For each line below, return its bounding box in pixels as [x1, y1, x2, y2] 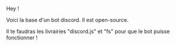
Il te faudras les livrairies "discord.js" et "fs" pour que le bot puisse [6, 28, 170, 35]
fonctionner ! [6, 34, 38, 41]
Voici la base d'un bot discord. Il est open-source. [6, 17, 129, 23]
